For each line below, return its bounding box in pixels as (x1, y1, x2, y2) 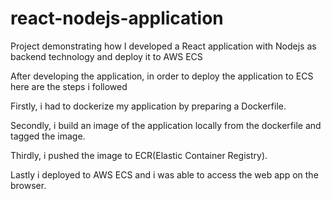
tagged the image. (10, 130, 86, 142)
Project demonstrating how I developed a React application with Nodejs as (10, 40, 317, 52)
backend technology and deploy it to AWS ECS (10, 50, 203, 62)
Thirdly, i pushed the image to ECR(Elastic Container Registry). (10, 149, 268, 161)
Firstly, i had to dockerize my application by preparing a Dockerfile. (10, 100, 287, 112)
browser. (10, 179, 47, 191)
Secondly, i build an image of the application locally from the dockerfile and (10, 119, 322, 131)
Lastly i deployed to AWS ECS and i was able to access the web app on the (10, 168, 319, 181)
